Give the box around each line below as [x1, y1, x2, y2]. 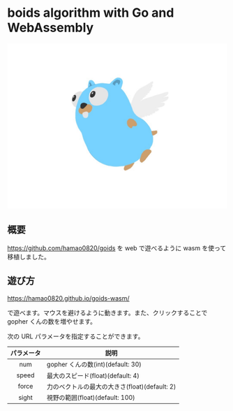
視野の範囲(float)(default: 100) [46, 394, 135, 402]
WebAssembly [7, 20, 94, 36]
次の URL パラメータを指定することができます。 [7, 332, 144, 340]
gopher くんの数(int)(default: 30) [46, 360, 142, 368]
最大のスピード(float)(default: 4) [46, 371, 140, 380]
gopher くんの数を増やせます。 [7, 317, 96, 326]
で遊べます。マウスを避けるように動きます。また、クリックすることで [7, 308, 208, 317]
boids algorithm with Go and [7, 5, 174, 21]
